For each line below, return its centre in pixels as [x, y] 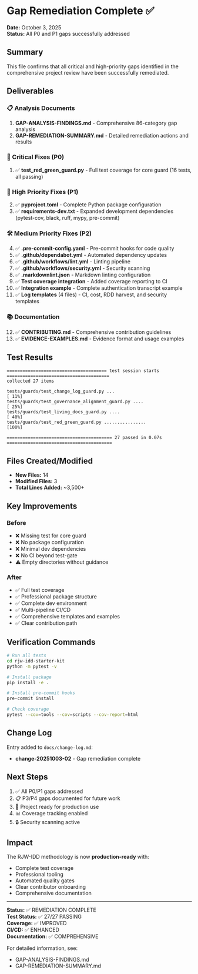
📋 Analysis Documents [41, 108]
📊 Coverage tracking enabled [51, 813]
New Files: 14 [32, 475]
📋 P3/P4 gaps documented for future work [68, 798]
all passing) [29, 176]
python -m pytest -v [32, 666]
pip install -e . [28, 682]
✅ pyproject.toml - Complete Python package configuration [88, 205]
